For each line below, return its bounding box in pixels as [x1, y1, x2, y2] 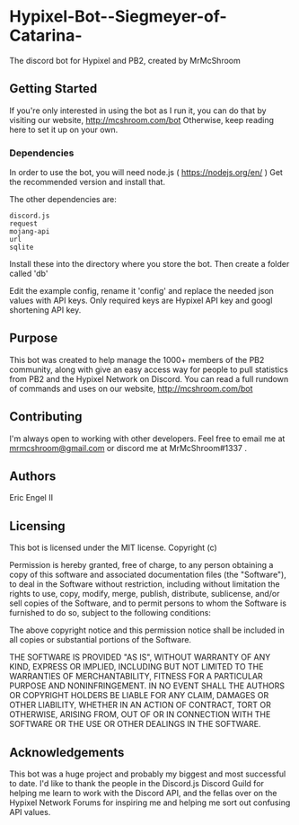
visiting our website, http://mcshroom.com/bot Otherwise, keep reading [9, 114, 275, 125]
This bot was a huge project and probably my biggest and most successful [9, 768, 286, 779]
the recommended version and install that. [9, 177, 166, 188]
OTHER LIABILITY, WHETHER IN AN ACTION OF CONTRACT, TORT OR [9, 699, 271, 711]
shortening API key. [9, 305, 82, 315]
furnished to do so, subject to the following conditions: [9, 608, 211, 618]
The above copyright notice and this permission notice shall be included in [9, 625, 285, 635]
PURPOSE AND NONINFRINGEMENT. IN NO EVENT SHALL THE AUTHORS [9, 680, 286, 691]
